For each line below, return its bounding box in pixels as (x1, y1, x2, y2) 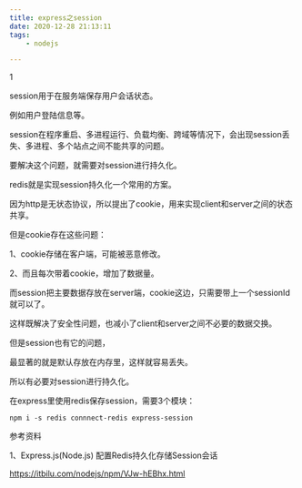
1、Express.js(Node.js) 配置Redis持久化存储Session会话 (9, 450, 218, 461)
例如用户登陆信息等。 (9, 110, 89, 121)
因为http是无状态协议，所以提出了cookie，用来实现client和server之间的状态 (9, 198, 293, 209)
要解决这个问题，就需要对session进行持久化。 (9, 160, 182, 171)
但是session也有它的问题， (9, 338, 111, 349)
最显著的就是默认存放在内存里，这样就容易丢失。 (9, 357, 193, 368)
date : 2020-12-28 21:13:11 (9, 22, 112, 31)
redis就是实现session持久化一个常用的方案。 (9, 179, 176, 190)
